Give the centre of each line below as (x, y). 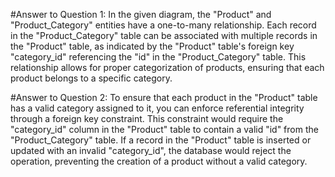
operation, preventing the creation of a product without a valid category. (159, 161)
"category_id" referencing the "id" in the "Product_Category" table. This (158, 57)
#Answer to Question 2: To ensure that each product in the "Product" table (164, 97)
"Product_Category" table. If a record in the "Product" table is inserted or (161, 140)
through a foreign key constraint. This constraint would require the (147, 118)
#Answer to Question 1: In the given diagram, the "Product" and (141, 14)
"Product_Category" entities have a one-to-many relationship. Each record (163, 25)
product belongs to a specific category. (91, 78)
